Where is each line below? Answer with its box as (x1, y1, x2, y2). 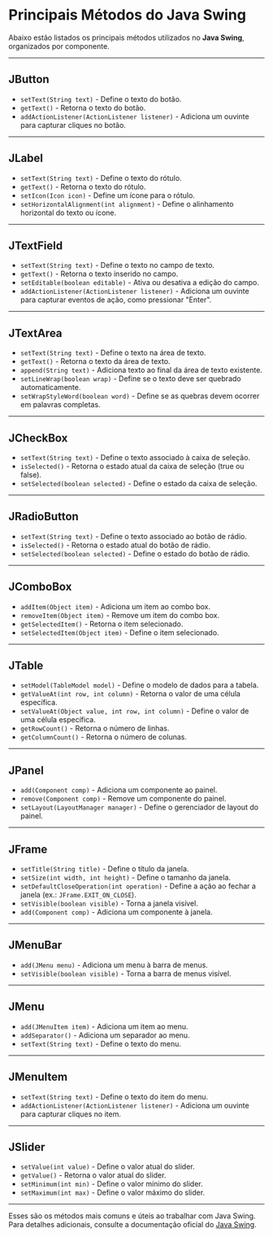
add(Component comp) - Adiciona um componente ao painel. (19, 785, 218, 795)
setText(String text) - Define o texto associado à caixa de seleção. (19, 453, 250, 462)
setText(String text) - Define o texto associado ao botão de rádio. (19, 531, 248, 541)
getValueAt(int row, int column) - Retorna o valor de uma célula (19, 689, 241, 699)
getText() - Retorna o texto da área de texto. (19, 357, 171, 366)
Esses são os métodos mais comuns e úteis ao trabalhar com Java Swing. (8, 1211, 256, 1221)
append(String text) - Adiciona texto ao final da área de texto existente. (19, 365, 262, 375)
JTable (8, 659, 44, 673)
